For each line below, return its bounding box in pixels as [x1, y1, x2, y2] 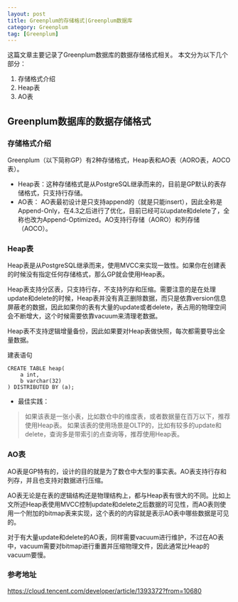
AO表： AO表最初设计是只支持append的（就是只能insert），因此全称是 [17, 197, 222, 206]
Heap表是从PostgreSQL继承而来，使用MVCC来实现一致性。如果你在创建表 [7, 261, 226, 270]
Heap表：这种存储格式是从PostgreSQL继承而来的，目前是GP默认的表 [17, 179, 220, 188]
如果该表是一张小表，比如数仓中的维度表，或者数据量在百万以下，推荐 [24, 412, 231, 421]
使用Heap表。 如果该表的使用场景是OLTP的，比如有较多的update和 [24, 421, 222, 430]
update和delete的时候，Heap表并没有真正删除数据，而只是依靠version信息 [7, 294, 227, 303]
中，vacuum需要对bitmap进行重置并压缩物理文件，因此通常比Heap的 [7, 542, 210, 550]
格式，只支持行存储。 [23, 188, 87, 197]
